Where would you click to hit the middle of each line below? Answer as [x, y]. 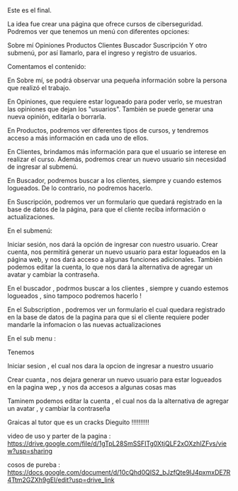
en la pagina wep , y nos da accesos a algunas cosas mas [92, 387]
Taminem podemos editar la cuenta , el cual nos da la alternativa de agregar [118, 401]
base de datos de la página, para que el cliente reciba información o [107, 209]
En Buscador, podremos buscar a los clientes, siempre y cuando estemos [114, 181]
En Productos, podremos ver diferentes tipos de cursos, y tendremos [108, 130]
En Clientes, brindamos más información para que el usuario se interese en [117, 151]
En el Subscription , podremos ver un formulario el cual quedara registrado [116, 309]
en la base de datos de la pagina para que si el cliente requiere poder [108, 317]
